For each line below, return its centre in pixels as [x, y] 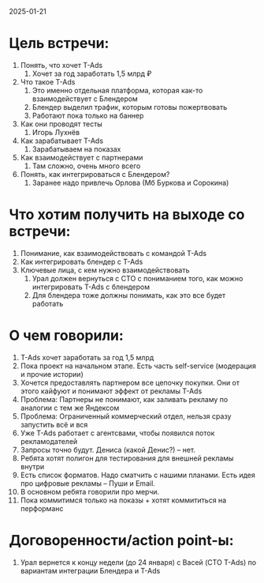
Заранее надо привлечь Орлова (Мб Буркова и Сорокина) [130, 182]
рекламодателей [49, 441]
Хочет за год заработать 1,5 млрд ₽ [92, 73]
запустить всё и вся [54, 424]
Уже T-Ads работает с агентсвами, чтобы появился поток [117, 433]
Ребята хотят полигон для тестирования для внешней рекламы [127, 458]
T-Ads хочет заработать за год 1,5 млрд [87, 357]
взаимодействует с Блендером [85, 99]
